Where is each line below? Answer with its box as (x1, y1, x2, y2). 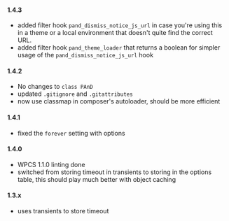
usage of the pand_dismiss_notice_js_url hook (17, 51, 154, 59)
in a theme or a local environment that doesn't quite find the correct (17, 29, 213, 37)
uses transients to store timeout (17, 207, 109, 215)
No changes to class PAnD (17, 83, 93, 91)
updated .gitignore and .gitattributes (17, 90, 133, 98)
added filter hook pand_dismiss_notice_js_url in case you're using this (17, 21, 223, 29)
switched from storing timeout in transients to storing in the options (17, 168, 212, 176)
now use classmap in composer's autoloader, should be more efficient (17, 97, 221, 106)
